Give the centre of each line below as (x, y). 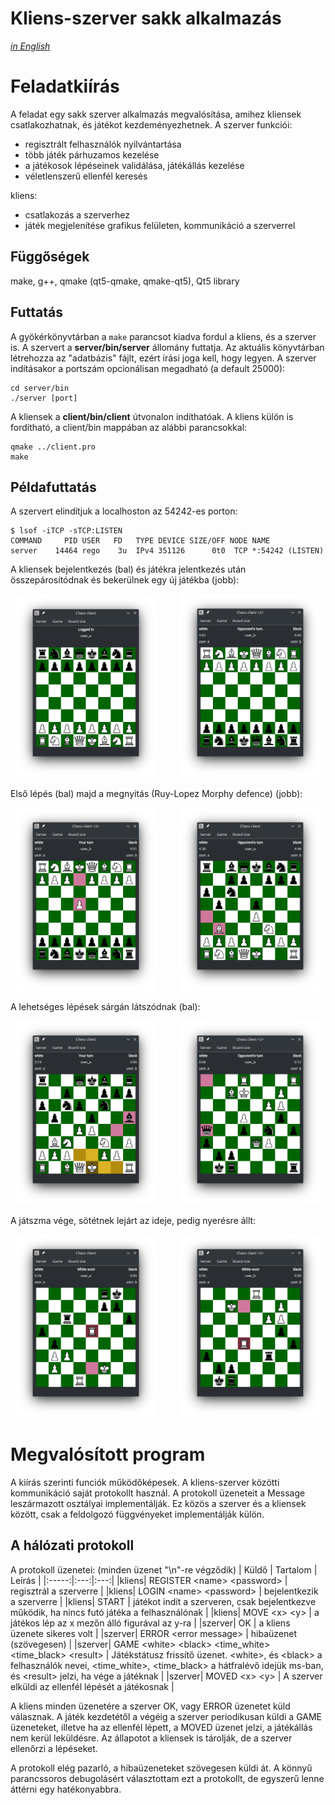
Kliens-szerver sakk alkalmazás (146, 18)
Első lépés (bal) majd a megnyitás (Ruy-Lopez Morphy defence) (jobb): (156, 793)
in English (30, 46)
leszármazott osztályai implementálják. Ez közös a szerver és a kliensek (158, 1503)
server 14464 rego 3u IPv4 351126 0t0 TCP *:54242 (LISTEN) (167, 551)
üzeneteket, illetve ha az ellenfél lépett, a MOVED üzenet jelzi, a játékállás (161, 1727)
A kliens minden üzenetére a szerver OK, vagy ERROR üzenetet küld (150, 1706)
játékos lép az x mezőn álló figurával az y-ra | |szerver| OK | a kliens (150, 1623)
